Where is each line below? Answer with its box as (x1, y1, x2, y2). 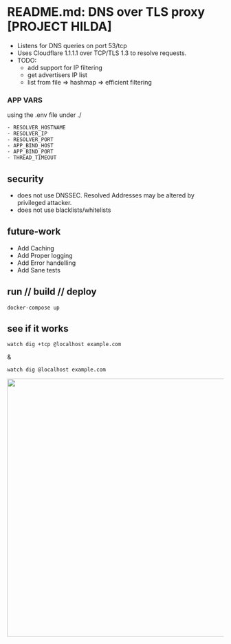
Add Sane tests (16, 266, 60, 274)
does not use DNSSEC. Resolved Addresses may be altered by (16, 191, 195, 200)
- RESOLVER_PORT (7, 136, 54, 143)
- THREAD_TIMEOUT (7, 154, 57, 162)
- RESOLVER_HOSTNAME (7, 125, 67, 131)
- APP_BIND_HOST (7, 142, 54, 149)
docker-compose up (7, 304, 60, 311)
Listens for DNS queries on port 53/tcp (16, 41, 127, 50)
